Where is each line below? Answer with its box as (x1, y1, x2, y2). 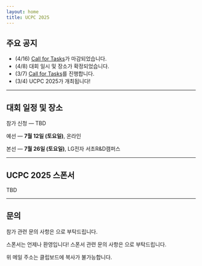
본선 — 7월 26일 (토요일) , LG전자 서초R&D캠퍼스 (6, 145, 121, 153)
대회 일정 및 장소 (6, 103, 63, 113)
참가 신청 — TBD (6, 119, 46, 127)
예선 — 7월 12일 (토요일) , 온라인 (6, 133, 81, 140)
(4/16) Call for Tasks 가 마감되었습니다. (14, 55, 107, 62)
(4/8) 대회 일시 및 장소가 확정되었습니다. (14, 62, 109, 70)
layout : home (6, 8, 39, 15)
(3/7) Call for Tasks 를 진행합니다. (14, 70, 95, 77)
